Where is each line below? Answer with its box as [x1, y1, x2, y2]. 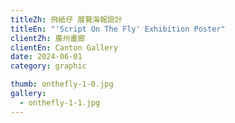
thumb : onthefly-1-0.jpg [10, 79, 114, 90]
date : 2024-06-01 [10, 52, 83, 62]
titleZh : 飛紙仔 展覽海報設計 [10, 14, 123, 25]
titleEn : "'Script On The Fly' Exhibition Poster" [10, 24, 226, 34]
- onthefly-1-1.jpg [19, 97, 101, 108]
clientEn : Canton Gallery [10, 42, 118, 53]
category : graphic [10, 61, 87, 71]
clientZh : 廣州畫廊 [10, 33, 86, 43]
